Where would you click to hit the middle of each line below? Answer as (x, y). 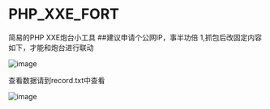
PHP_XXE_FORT (64, 14)
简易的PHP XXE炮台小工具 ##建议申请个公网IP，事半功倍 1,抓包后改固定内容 (135, 37)
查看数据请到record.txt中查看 (57, 80)
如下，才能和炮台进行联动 (51, 47)
